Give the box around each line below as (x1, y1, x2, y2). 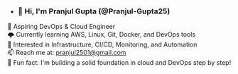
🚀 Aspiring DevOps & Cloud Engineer (7, 23, 116, 31)
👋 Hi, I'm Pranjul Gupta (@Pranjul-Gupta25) (17, 6, 171, 16)
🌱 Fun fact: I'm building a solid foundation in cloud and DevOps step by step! (7, 58, 232, 67)
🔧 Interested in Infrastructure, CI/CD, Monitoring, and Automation (7, 40, 198, 49)
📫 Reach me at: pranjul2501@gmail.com (7, 49, 126, 57)
